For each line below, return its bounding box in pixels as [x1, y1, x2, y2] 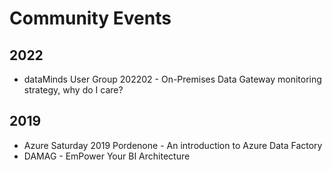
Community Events [9, 7, 172, 30]
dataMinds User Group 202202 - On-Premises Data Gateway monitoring [23, 73, 322, 85]
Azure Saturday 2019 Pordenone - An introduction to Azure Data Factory [23, 139, 323, 151]
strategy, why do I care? [23, 84, 124, 96]
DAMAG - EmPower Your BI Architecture [23, 150, 191, 162]
